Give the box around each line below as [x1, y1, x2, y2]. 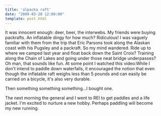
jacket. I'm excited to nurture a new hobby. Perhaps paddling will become [5, 100, 153, 106]
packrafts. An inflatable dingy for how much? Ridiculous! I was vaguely [5, 35, 148, 40]
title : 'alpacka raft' [5, 7, 51, 12]
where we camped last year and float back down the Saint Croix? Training [5, 50, 154, 56]
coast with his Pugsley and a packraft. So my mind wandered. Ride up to [5, 45, 151, 51]
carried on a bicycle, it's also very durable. [5, 76, 91, 82]
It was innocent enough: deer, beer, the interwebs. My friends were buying [5, 30, 156, 36]
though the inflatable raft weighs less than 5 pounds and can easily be [5, 71, 147, 77]
